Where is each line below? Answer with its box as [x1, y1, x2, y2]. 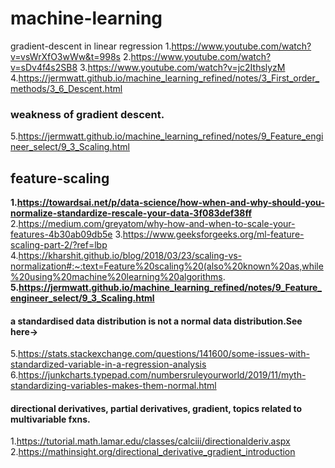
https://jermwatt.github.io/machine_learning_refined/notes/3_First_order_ [18, 72, 320, 84]
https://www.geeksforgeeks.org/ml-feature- [122, 228, 305, 241]
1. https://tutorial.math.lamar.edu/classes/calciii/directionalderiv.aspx [10, 435, 291, 447]
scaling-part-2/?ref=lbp [10, 239, 108, 251]
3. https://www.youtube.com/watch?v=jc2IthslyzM [79, 61, 286, 73]
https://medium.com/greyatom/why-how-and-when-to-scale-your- [18, 218, 296, 230]
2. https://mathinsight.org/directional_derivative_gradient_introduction [10, 446, 296, 458]
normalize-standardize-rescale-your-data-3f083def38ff [10, 207, 252, 219]
